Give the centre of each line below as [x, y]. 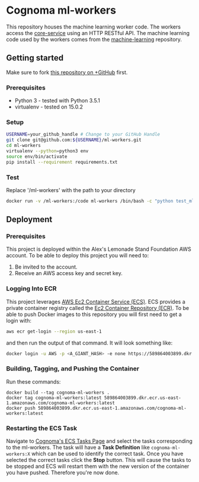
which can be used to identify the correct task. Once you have [107, 454]
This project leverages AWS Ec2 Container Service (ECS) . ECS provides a [96, 301]
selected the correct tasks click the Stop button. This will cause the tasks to [99, 460]
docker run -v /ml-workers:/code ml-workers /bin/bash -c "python [90, 201]
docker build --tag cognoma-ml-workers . [58, 392]
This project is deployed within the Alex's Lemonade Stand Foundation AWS [99, 249]
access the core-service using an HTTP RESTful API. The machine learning [98, 33]
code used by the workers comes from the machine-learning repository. [94, 39]
